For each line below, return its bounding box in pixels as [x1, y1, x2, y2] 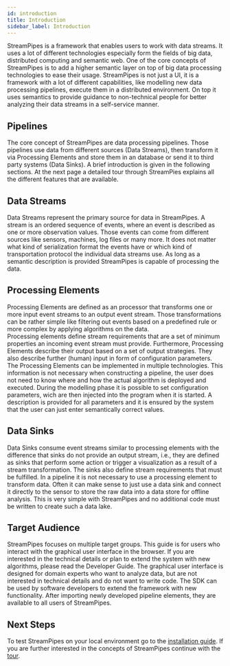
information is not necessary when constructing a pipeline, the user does [7, 368, 214, 377]
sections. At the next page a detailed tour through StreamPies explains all [7, 168, 215, 176]
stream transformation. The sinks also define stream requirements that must [7, 466, 222, 474]
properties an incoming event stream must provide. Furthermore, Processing [7, 339, 224, 348]
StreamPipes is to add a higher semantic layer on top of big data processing [7, 63, 222, 72]
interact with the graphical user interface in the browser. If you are [7, 548, 194, 556]
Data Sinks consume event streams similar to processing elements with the [7, 444, 220, 452]
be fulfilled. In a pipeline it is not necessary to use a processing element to [7, 472, 218, 481]
